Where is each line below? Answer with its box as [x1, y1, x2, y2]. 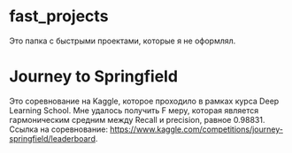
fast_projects [9, 6, 109, 27]
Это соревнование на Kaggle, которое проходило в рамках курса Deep [9, 96, 280, 106]
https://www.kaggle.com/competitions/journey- [110, 124, 283, 134]
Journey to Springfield [9, 66, 179, 87]
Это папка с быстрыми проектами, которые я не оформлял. [9, 35, 236, 46]
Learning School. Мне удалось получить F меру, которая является [9, 104, 259, 116]
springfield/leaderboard [9, 133, 96, 143]
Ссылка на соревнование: [9, 124, 109, 134]
